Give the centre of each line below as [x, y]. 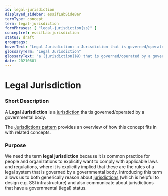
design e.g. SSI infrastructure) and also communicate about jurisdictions [79, 183]
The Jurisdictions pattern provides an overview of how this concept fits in [81, 127]
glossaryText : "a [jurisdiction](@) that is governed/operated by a [78, 56]
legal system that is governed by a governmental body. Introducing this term [84, 172]
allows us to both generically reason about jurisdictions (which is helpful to [82, 177]
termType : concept [24, 19]
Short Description [27, 101]
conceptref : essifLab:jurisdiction [42, 33]
